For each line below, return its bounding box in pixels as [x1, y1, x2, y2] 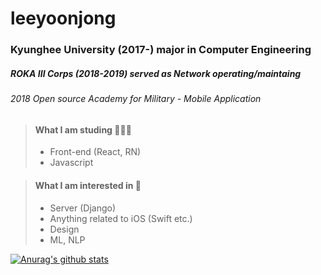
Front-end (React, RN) [49, 146, 142, 158]
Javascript [49, 157, 94, 169]
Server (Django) [49, 202, 117, 214]
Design [49, 223, 80, 235]
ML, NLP [49, 233, 86, 246]
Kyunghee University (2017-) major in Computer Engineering [10, 43, 312, 57]
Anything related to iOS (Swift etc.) [49, 212, 193, 224]
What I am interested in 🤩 [34, 179, 142, 191]
